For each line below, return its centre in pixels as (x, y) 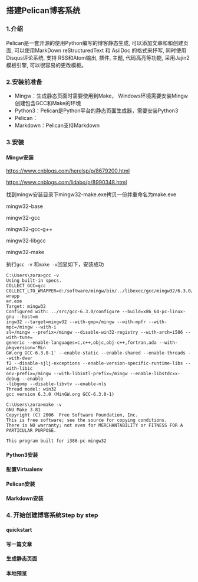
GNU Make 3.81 (24, 410)
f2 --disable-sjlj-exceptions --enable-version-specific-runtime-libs (95, 363)
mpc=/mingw (19, 327)
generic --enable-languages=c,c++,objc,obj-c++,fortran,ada (82, 343)
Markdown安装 (25, 499)
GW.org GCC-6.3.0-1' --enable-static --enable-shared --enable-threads (96, 353)
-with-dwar (19, 358)
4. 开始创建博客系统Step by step (52, 515)
